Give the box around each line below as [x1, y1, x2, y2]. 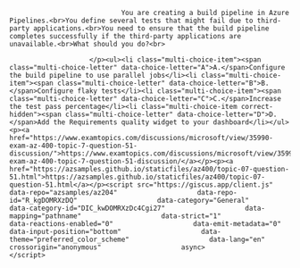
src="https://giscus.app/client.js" [137, 180, 274, 189]
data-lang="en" [208, 235, 266, 244]
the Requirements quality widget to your [53, 118, 210, 127]
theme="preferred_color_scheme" [9, 235, 129, 244]
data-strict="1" [161, 212, 221, 221]
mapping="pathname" [9, 212, 82, 221]
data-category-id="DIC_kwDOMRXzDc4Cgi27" [9, 204, 166, 213]
